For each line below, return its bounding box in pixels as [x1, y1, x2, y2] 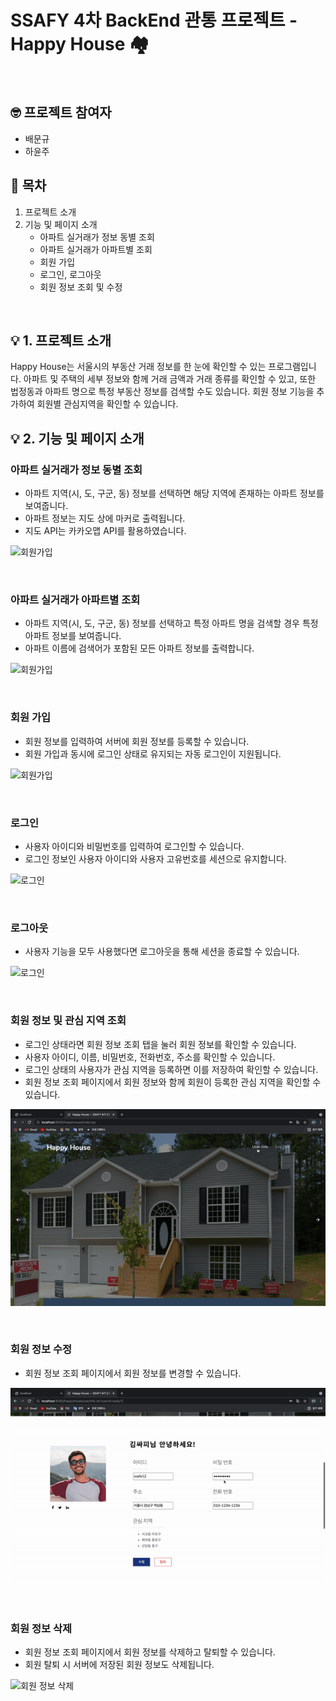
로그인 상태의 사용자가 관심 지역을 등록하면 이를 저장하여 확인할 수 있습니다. [24, 1063, 319, 1075]
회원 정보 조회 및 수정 [39, 281, 123, 293]
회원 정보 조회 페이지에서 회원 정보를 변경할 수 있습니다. [24, 1367, 242, 1379]
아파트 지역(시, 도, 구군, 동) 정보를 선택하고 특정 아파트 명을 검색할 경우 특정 [24, 617, 319, 630]
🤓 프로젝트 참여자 [10, 104, 112, 121]
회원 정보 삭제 [10, 1621, 73, 1635]
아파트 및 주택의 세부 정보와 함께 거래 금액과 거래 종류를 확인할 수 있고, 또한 [23, 373, 317, 385]
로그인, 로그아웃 [39, 268, 102, 280]
